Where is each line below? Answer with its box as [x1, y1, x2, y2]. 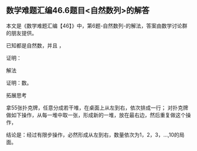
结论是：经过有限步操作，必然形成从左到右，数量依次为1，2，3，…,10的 [6, 131, 180, 138]
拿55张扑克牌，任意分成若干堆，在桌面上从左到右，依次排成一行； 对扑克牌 [6, 104, 189, 111]
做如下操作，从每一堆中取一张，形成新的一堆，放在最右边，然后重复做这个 [6, 111, 186, 118]
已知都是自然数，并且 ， [6, 42, 64, 49]
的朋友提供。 [6, 29, 37, 36]
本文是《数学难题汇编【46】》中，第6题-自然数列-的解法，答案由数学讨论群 [6, 22, 188, 29]
